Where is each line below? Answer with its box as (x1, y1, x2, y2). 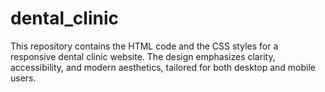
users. (10, 72, 37, 84)
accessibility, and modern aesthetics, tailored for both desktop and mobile (10, 61, 317, 73)
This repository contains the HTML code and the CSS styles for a (10, 40, 279, 52)
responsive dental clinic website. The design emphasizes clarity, (10, 50, 276, 62)
